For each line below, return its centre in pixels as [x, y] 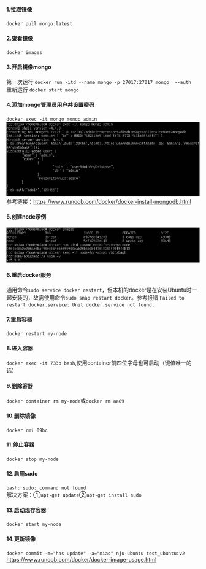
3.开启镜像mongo [29, 67]
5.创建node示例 [26, 217]
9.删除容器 [20, 385]
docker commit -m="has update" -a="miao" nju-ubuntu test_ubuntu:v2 [96, 553]
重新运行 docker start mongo [43, 90]
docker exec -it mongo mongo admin [52, 119]
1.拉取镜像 [19, 9]
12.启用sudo [22, 473]
